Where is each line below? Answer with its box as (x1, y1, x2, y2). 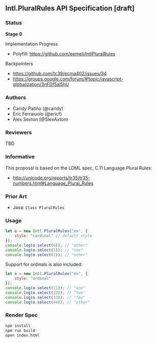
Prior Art (5, 193, 27, 200)
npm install (5, 323, 31, 328)
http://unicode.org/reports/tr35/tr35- (12, 175, 90, 181)
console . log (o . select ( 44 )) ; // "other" (5, 300, 90, 305)
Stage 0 (5, 31, 22, 37)
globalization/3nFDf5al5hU (12, 81, 69, 87)
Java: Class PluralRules (12, 204, 65, 210)
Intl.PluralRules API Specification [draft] (5, 4, 135, 13)
